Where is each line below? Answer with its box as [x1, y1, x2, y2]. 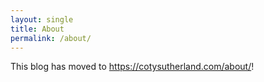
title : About [10, 24, 65, 34]
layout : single [10, 14, 74, 25]
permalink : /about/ [10, 33, 92, 43]
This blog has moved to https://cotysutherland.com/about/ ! [10, 61, 255, 73]
